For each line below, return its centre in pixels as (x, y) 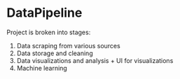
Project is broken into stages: (49, 32)
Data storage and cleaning (55, 53)
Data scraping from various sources (68, 45)
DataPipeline (44, 13)
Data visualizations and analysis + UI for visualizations (95, 60)
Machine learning (42, 68)
